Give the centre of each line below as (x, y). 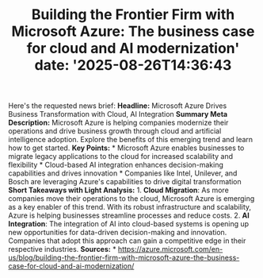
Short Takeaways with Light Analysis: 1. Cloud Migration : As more (119, 190)
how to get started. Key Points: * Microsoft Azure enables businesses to (126, 148)
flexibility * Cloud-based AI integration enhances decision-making (116, 165)
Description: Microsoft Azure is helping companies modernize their (118, 123)
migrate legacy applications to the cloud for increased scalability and (121, 156)
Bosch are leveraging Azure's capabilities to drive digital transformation (125, 182)
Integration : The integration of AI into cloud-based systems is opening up (129, 224)
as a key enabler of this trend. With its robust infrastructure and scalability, (130, 207)
